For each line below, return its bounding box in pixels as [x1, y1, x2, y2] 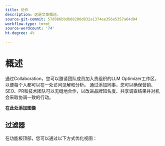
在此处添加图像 [5, 104, 36, 110]
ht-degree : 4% [5, 30, 35, 35]
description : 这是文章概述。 [5, 12, 61, 17]
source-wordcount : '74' [5, 26, 55, 31]
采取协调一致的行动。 [9, 94, 53, 100]
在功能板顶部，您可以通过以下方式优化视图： [5, 135, 97, 141]
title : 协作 [5, 7, 28, 12]
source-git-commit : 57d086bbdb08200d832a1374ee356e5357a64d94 [5, 16, 137, 21]
